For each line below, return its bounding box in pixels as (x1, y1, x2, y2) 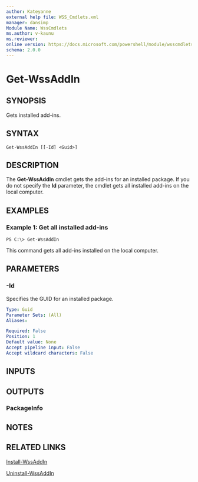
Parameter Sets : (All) (6, 312, 62, 318)
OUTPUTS (6, 386, 44, 396)
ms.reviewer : (6, 36, 38, 42)
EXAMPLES (6, 205, 49, 215)
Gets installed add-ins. (6, 112, 61, 119)
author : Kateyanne (6, 8, 51, 15)
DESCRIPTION (6, 160, 59, 170)
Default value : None (6, 339, 57, 345)
